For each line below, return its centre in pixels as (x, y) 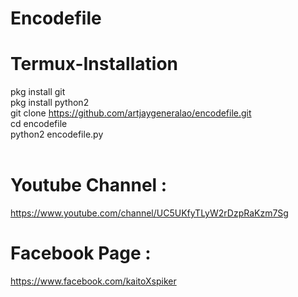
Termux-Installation (94, 64)
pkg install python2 (50, 103)
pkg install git (38, 92)
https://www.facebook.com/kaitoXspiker (93, 281)
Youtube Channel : (89, 185)
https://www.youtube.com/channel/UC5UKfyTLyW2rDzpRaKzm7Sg (149, 213)
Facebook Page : (81, 253)
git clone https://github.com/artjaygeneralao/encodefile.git (131, 113)
